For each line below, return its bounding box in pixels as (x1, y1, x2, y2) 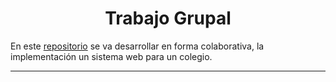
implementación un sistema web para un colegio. (10, 50, 213, 62)
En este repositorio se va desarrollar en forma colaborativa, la (10, 40, 265, 52)
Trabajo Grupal (104, 7, 232, 30)
